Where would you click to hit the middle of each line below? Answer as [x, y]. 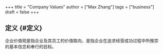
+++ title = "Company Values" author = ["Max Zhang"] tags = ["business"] [80, 7]
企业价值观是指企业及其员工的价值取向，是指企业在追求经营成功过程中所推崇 [82, 41]
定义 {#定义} [24, 28]
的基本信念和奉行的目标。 [31, 46]
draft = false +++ [22, 12]
